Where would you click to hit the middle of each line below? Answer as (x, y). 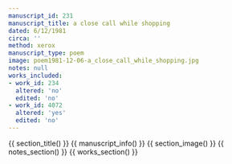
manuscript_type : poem (46, 53)
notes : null (28, 68)
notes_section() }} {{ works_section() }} (73, 152)
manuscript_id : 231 (41, 16)
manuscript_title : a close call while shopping (90, 23)
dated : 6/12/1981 (37, 31)
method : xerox (32, 46)
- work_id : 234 (34, 83)
